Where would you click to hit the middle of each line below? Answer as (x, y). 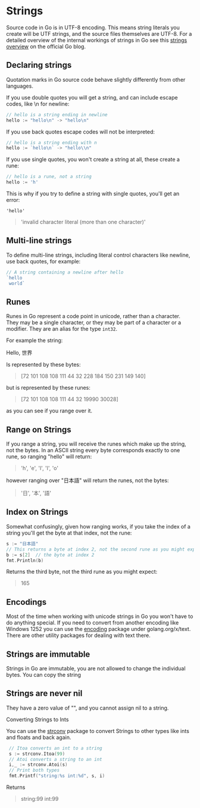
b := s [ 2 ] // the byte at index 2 (50, 555)
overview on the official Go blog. (46, 46)
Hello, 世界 (19, 353)
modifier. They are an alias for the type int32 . (62, 329)
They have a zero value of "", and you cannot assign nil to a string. (87, 708)
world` (17, 283)
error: (13, 200)
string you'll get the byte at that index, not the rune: (69, 533)
